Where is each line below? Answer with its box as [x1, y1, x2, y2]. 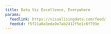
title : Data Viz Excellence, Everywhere [5, 7, 91, 12]
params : [5, 12, 21, 17]
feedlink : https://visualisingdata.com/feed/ [9, 16, 106, 21]
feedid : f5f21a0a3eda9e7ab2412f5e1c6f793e [9, 21, 99, 26]
